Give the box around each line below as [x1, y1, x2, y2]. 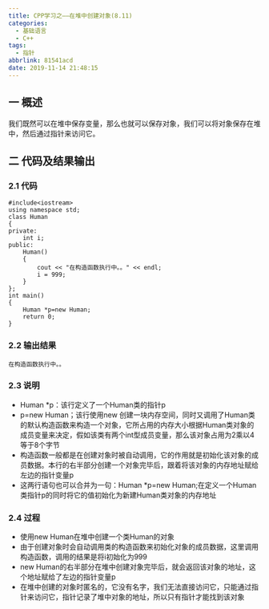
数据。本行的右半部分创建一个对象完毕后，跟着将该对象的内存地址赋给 [26, 460, 259, 469]
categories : [8, 19, 48, 27]
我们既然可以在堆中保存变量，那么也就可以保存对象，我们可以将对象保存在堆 [8, 118, 261, 128]
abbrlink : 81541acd [8, 57, 74, 65]
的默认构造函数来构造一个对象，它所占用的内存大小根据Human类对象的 [19, 420, 255, 429]
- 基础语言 [15, 26, 47, 35]
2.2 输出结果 [8, 340, 57, 351]
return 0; [22, 313, 56, 321]
